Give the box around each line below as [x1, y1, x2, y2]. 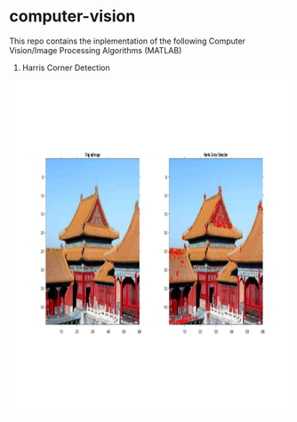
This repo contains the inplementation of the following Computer [9, 36, 246, 46]
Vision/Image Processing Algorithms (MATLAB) [9, 44, 182, 55]
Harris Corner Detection [21, 62, 110, 73]
